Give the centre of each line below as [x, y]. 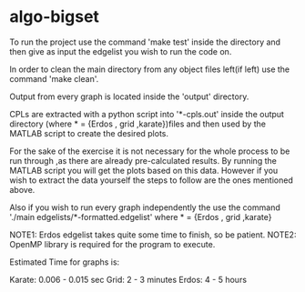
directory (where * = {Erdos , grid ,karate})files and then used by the [138, 124]
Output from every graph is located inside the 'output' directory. [129, 96]
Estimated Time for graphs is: [65, 262]
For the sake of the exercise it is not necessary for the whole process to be [150, 151]
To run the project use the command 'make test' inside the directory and [145, 42]
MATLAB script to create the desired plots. [89, 133]
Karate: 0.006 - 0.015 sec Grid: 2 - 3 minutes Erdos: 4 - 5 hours [128, 279]
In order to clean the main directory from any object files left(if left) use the [150, 69]
